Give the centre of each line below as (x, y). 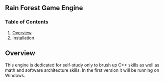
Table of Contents (27, 22)
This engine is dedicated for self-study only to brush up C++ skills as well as (82, 65)
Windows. (15, 75)
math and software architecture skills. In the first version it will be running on (82, 70)
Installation (23, 38)
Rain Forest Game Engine (44, 8)
